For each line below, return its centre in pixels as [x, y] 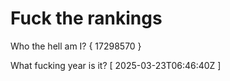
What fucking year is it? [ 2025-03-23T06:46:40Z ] [116, 65]
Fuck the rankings [86, 18]
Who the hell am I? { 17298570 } [76, 46]
